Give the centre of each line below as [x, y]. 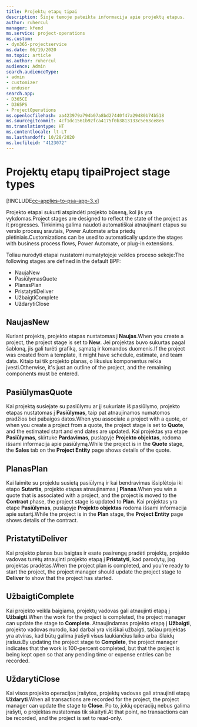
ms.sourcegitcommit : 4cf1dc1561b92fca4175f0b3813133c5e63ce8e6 [85, 121]
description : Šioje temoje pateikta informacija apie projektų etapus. [96, 17]
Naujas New [28, 322]
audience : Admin [26, 66]
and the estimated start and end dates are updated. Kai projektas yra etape [97, 431]
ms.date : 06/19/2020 [31, 50]
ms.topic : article [29, 55]
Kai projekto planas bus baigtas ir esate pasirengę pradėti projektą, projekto [98, 553]
